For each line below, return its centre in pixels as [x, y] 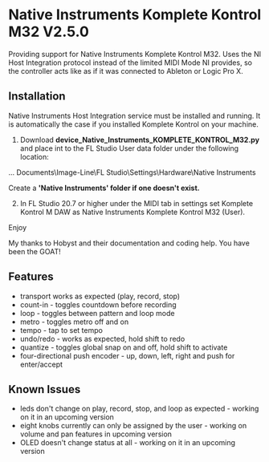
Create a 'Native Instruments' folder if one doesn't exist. [104, 188]
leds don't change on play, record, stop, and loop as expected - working [139, 409]
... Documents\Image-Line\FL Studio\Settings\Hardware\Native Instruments [132, 172]
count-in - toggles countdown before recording [98, 304]
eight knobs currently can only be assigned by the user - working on [133, 426]
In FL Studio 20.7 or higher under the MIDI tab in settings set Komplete [137, 203]
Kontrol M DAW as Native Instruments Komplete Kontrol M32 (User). [132, 212]
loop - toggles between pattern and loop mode [97, 313]
